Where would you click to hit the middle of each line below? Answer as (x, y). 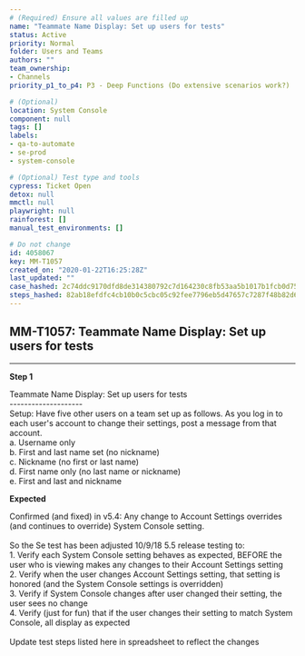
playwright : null (42, 211)
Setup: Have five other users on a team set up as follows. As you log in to (146, 413)
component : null (40, 119)
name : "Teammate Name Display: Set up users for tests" (117, 26)
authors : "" (32, 60)
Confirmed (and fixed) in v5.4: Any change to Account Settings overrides (146, 516)
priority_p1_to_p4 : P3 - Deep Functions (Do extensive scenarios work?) (150, 85)
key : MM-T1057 (36, 261)
